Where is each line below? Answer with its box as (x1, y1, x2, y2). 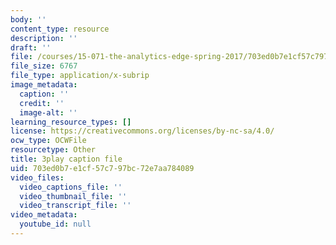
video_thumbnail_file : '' (19, 191, 128, 201)
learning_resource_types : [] (10, 117, 132, 127)
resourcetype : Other (10, 145, 97, 155)
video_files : (10, 172, 65, 183)
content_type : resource (10, 24, 110, 34)
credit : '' (19, 98, 65, 108)
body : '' (10, 14, 47, 25)
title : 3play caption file (10, 154, 123, 164)
